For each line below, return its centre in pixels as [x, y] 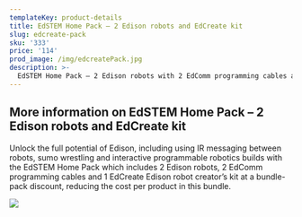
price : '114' [34, 51]
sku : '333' [30, 43]
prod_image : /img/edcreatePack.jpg [76, 59]
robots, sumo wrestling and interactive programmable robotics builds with [146, 157]
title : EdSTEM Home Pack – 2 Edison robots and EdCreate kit [126, 26]
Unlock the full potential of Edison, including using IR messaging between [145, 148]
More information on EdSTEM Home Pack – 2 [137, 113]
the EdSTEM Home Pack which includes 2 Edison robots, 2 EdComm [136, 167]
